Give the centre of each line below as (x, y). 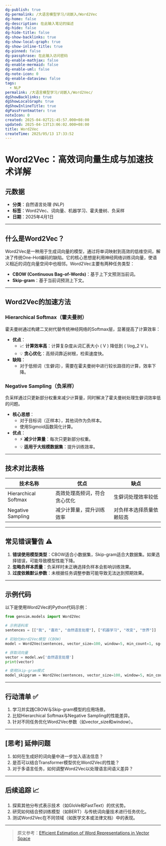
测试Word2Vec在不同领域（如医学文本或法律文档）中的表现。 (75, 817)
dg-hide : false (21, 28)
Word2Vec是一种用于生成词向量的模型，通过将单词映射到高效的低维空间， (81, 251)
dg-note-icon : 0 (22, 74)
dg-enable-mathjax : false (32, 60)
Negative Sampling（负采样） (41, 386)
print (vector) (20, 662)
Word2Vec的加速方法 (38, 302)
